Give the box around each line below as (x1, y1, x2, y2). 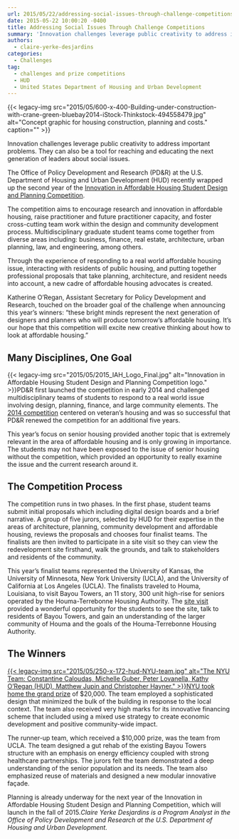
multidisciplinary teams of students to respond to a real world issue (7, 393, 205, 402)
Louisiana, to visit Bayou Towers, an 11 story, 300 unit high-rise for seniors (7, 589, 225, 597)
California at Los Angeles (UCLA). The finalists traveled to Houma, (7, 582, 201, 590)
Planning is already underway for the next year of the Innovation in (7, 793, 203, 801)
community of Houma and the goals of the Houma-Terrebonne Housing (7, 619, 217, 628)
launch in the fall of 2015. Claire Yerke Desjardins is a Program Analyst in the (7, 808, 231, 816)
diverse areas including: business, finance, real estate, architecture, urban (7, 235, 225, 244)
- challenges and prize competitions (14, 70, 126, 77)
